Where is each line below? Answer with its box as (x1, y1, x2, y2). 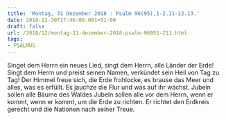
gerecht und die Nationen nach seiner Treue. (7, 105, 135, 113)
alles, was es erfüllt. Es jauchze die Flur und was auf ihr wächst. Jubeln (7, 83, 211, 91)
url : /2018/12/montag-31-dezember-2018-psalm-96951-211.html (7, 29, 188, 37)
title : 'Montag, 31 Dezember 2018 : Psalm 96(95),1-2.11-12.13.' (7, 10, 200, 17)
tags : (7, 36, 23, 43)
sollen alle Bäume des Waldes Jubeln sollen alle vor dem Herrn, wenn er (7, 90, 214, 99)
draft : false (7, 23, 45, 30)
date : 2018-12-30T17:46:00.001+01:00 (7, 17, 116, 23)
